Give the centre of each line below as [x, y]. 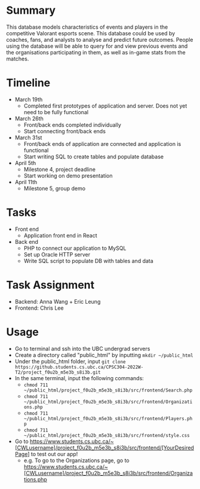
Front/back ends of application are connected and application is [102, 143]
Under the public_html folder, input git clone [70, 361]
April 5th [25, 163]
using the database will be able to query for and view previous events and [97, 46]
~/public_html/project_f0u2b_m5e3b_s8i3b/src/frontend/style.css [107, 435]
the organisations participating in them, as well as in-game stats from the [96, 52]
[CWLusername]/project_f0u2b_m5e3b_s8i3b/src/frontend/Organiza [108, 473]
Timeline [28, 83]
